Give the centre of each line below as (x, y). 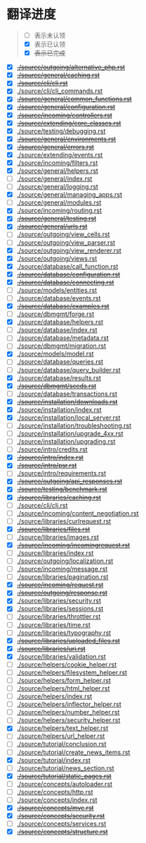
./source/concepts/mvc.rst (55, 808)
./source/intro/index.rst (50, 457)
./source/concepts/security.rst (61, 816)
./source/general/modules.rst (59, 202)
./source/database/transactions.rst (67, 394)
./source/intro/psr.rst (47, 466)
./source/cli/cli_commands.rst (60, 91)
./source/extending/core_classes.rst (69, 123)
